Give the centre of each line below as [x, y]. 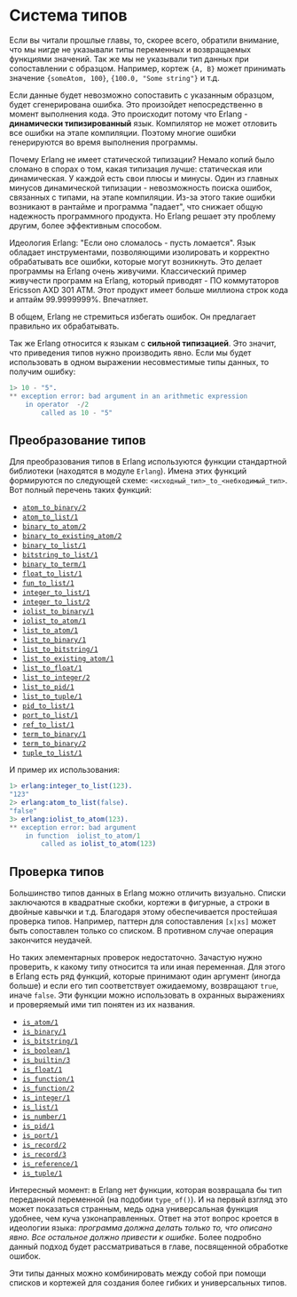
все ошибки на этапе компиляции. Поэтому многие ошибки [123, 132]
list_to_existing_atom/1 [68, 659]
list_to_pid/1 [48, 688]
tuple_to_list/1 [52, 753]
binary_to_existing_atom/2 [72, 537]
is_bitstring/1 [50, 1042]
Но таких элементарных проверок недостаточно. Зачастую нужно [136, 958]
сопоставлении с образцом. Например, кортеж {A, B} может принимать [148, 68]
